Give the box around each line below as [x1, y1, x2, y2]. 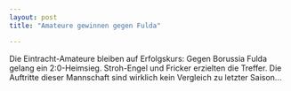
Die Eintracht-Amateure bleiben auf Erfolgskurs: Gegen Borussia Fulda [9, 53, 268, 64]
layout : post [9, 12, 58, 22]
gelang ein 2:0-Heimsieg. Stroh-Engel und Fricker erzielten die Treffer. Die [9, 63, 282, 73]
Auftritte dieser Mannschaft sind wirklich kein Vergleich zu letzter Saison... [9, 72, 282, 82]
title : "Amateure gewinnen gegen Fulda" [9, 21, 162, 30]
